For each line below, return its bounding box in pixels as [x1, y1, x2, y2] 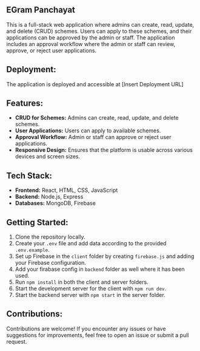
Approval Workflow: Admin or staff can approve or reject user [15, 134, 172, 141]
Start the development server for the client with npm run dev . [15, 285, 167, 292]
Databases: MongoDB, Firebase [15, 200, 96, 207]
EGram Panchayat [6, 5, 76, 15]
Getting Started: [6, 217, 68, 227]
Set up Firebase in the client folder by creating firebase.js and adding [15, 253, 195, 260]
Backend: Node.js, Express [15, 193, 84, 200]
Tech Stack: [6, 170, 53, 181]
